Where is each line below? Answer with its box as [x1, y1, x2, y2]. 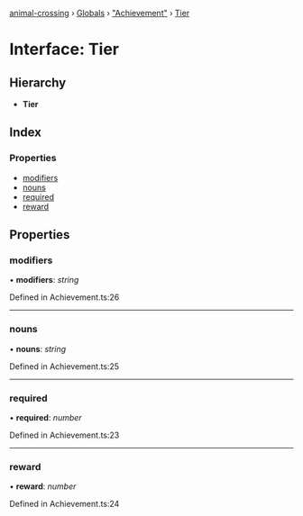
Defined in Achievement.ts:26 [9, 292, 120, 303]
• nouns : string [9, 343, 67, 354]
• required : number [9, 412, 83, 422]
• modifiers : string [9, 275, 79, 285]
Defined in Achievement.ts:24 [9, 499, 120, 510]
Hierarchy [9, 75, 67, 90]
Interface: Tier [9, 40, 120, 59]
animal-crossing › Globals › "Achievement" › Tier [9, 8, 190, 18]
